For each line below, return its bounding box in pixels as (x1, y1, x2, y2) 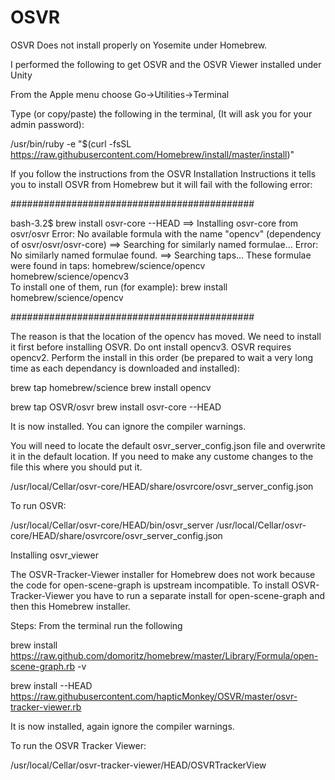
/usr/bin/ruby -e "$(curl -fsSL (10, 137, 132, 150)
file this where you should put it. (10, 461, 143, 473)
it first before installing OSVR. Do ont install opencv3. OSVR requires (10, 341, 292, 353)
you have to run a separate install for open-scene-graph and (75, 589, 325, 601)
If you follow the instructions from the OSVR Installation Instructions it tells (10, 167, 317, 180)
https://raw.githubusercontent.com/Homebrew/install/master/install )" (10, 148, 295, 160)
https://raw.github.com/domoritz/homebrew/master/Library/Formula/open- (10, 649, 319, 661)
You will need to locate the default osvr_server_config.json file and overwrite (10, 439, 326, 451)
